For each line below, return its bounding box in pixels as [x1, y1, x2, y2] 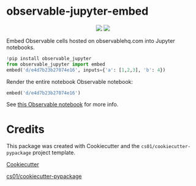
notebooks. [6, 43, 35, 51]
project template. [32, 149, 75, 157]
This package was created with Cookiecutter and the [6, 143, 140, 150]
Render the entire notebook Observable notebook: [6, 78, 134, 85]
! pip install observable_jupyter [6, 55, 92, 62]
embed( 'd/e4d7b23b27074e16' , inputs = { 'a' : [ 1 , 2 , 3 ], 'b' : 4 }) [6, 67, 166, 73]
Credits [6, 122, 45, 136]
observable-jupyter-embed [6, 4, 149, 18]
